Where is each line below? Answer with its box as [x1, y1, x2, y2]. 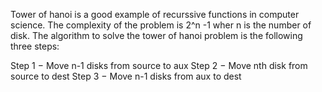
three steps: [10, 40, 60, 52]
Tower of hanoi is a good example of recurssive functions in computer [10, 9, 300, 20]
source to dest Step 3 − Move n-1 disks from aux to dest [10, 70, 242, 82]
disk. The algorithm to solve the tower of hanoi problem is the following [10, 30, 303, 41]
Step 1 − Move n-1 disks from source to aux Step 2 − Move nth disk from [10, 60, 308, 71]
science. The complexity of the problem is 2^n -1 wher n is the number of [10, 19, 312, 31]
